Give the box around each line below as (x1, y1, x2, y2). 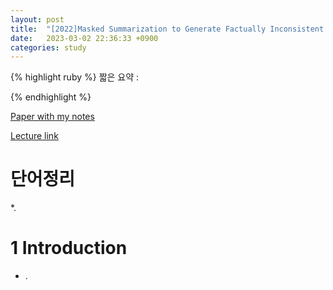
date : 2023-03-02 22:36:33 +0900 (10, 33, 159, 43)
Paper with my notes (10, 111, 95, 123)
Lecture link (10, 130, 59, 142)
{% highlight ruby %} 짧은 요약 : (10, 71, 140, 83)
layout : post (10, 14, 65, 25)
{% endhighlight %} (10, 91, 92, 103)
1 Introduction (10, 237, 128, 260)
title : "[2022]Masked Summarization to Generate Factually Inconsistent (10, 24, 325, 34)
